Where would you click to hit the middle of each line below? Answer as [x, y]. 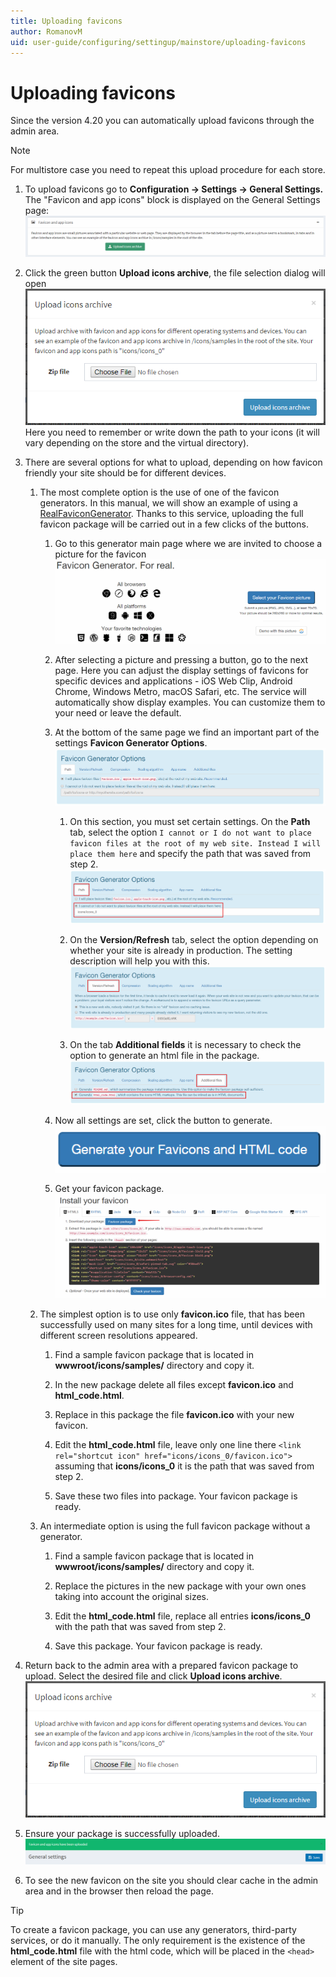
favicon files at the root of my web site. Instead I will [195, 844]
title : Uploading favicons [66, 21]
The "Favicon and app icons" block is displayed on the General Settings [172, 200]
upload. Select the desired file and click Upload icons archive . [153, 1676]
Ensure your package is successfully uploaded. [122, 1833]
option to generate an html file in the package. [164, 1056]
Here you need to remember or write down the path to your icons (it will [172, 432]
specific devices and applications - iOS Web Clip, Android [173, 681]
